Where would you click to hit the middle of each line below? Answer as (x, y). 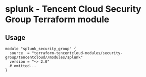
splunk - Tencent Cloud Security (73, 9)
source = (20, 53)
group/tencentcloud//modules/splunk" (44, 57)
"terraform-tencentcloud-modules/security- (77, 53)
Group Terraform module (57, 19)
